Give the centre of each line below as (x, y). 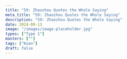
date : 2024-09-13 (24, 24)
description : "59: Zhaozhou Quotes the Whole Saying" (64, 19)
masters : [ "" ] (20, 39)
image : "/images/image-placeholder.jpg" (49, 29)
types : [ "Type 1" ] (25, 34)
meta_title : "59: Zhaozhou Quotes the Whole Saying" (63, 15)
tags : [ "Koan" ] (22, 44)
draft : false (19, 48)
